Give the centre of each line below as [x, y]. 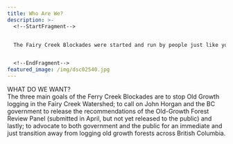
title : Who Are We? [35, 13]
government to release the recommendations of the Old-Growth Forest [108, 111]
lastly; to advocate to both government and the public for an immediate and [115, 126]
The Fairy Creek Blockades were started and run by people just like [116, 45]
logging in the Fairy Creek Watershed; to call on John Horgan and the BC [111, 104]
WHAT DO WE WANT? [39, 89]
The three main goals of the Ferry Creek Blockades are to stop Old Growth [113, 96]
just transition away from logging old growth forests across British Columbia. [116, 133]
